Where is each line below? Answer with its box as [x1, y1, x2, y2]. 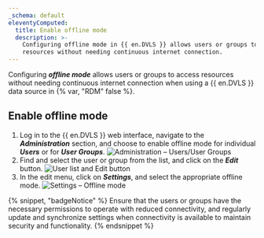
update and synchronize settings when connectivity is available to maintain [8, 212, 251, 221]
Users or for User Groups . [19, 147, 105, 156]
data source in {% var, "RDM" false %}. [8, 87, 135, 95]
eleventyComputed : [8, 19, 68, 27]
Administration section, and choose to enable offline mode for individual [19, 139, 256, 148]
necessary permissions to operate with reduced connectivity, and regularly [8, 204, 251, 214]
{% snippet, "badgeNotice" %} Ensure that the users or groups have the [8, 195, 242, 205]
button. [19, 163, 43, 173]
